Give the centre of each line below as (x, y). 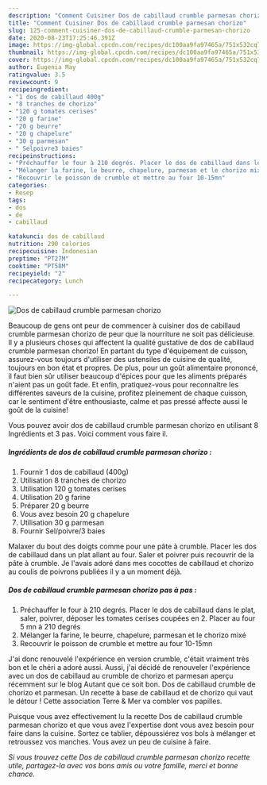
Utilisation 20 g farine (55, 498)
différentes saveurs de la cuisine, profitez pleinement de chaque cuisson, (128, 393)
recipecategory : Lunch (46, 281)
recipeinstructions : (43, 156)
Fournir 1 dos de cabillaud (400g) (74, 472)
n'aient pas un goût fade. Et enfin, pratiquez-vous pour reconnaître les (124, 385)
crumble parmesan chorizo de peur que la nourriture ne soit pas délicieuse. (132, 334)
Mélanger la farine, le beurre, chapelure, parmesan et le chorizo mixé (133, 635)
